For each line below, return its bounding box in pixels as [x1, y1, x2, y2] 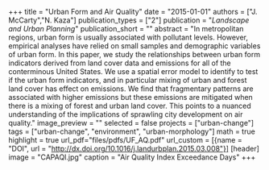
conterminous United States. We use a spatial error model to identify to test [8, 67, 259, 76]
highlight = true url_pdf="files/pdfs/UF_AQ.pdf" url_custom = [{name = [8, 135, 243, 144]
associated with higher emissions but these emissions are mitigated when [8, 93, 254, 102]
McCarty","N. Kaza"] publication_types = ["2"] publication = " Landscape [8, 15, 250, 25]
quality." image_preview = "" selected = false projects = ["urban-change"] [8, 118, 255, 127]
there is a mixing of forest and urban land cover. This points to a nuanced [8, 101, 251, 110]
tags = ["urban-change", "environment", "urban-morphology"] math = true [8, 126, 255, 136]
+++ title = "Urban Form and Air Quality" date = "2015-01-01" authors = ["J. [8, 7, 258, 16]
